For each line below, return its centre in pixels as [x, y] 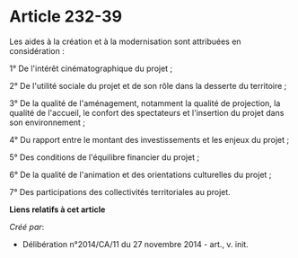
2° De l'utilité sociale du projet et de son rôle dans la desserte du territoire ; [148, 85]
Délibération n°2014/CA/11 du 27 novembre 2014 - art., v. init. [135, 244]
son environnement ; [48, 122]
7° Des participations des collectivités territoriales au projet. [120, 191]
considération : [37, 50]
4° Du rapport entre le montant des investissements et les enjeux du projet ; [149, 139]
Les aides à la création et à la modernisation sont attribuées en [125, 41]
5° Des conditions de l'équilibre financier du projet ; [105, 157]
